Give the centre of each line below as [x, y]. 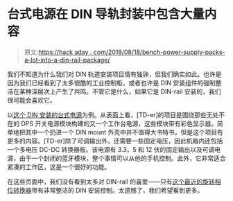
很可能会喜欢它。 [32, 100]
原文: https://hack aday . [58, 52]
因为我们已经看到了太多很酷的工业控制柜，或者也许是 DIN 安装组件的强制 [112, 82]
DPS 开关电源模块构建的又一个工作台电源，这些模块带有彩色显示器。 [119, 123]
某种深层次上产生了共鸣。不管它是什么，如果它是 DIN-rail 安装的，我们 [120, 91]
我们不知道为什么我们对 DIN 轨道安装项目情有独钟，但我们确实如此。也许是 [114, 74]
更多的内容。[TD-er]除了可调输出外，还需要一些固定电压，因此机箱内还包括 [115, 141]
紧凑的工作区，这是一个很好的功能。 [59, 166]
